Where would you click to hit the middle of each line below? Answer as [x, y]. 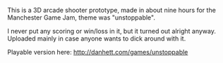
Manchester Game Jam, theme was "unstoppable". [81, 17]
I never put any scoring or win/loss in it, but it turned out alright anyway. [112, 31]
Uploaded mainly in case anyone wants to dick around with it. [97, 38]
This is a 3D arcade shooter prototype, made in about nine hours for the [112, 10]
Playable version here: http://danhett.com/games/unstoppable [98, 52]
